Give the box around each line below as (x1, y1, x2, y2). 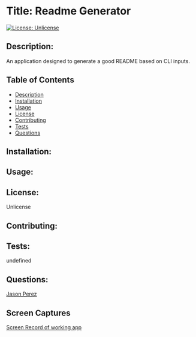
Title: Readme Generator (6, 4, 131, 18)
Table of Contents (6, 75, 75, 85)
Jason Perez (6, 290, 37, 298)
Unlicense (6, 203, 31, 211)
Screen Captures (6, 308, 71, 318)
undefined (6, 257, 32, 264)
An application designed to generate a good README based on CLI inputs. (6, 57, 191, 64)
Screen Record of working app (6, 323, 82, 331)
